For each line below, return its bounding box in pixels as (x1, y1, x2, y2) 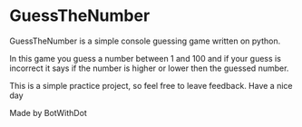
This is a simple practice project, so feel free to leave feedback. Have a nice (9, 80, 293, 91)
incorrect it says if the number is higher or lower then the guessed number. (9, 63, 289, 73)
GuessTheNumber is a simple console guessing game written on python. (9, 35, 281, 46)
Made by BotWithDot (9, 107, 88, 118)
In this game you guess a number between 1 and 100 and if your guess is (9, 53, 281, 63)
